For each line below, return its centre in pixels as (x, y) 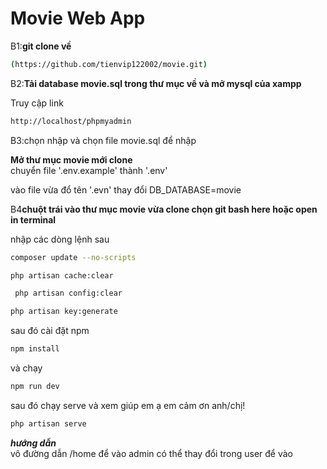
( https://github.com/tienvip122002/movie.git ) (109, 64)
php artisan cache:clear (62, 275)
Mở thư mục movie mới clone (71, 159)
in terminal (33, 219)
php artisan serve (48, 423)
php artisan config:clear (68, 293)
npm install (35, 349)
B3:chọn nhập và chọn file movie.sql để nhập (103, 140)
